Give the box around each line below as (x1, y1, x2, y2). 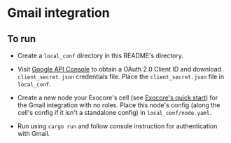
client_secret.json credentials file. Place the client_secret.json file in (17, 72, 225, 81)
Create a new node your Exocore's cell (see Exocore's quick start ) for (17, 93, 218, 102)
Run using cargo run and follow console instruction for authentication (17, 122, 218, 130)
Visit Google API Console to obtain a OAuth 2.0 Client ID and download (17, 65, 222, 73)
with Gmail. (17, 130, 50, 137)
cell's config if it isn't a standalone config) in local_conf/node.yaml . (17, 109, 212, 116)
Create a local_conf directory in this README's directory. (17, 51, 184, 60)
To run (7, 33, 36, 45)
